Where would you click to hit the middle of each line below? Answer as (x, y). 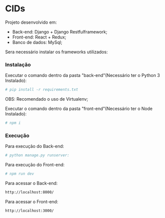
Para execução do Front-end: (35, 165)
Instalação (18, 65)
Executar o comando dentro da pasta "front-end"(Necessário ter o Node (79, 109)
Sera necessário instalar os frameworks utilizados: (56, 52)
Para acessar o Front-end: (32, 201)
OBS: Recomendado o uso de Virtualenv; (47, 99)
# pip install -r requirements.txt (42, 90)
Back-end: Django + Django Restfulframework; (60, 32)
